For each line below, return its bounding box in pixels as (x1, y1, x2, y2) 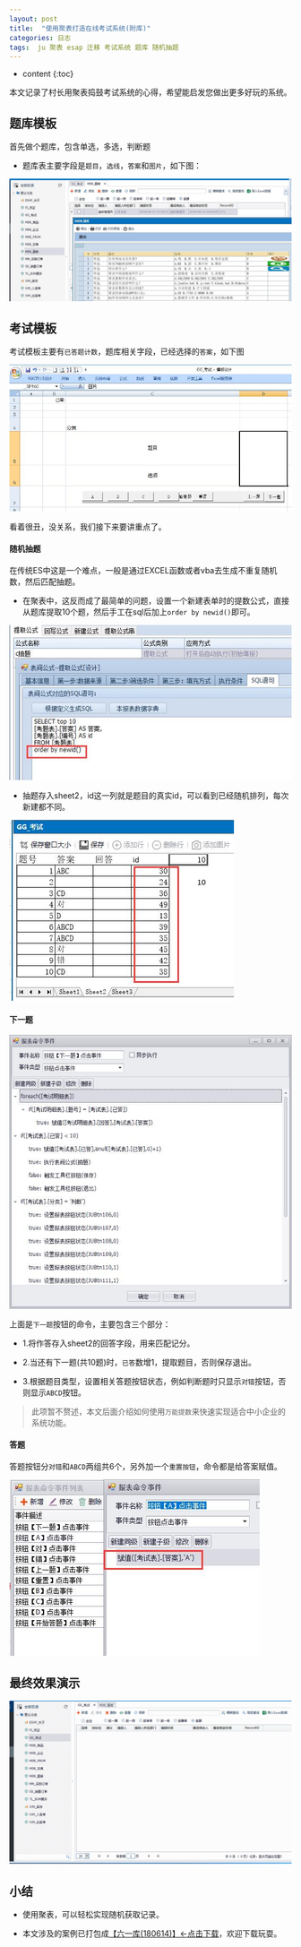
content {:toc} (21, 68, 74, 80)
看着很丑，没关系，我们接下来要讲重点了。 (9, 521, 167, 532)
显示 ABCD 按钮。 (30, 1387, 87, 1398)
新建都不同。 (21, 802, 70, 813)
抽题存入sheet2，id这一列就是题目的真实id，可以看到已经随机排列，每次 (21, 790, 289, 801)
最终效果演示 (9, 1676, 81, 1691)
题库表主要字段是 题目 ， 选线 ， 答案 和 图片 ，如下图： (21, 160, 202, 171)
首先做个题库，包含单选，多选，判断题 (9, 142, 150, 152)
